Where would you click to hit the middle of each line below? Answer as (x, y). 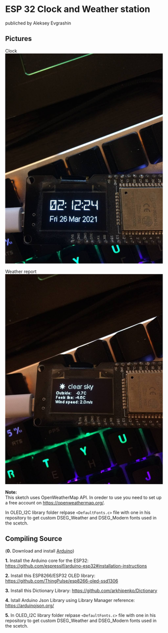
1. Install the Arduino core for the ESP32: (47, 560)
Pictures (18, 39)
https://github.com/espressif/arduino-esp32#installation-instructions (76, 565)
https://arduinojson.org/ (29, 605)
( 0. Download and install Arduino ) (40, 550)
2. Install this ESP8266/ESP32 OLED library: (50, 575)
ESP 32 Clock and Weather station (78, 9)
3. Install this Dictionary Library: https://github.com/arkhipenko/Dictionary (81, 590)
